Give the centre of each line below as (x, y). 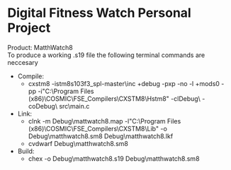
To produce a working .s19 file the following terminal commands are (106, 55)
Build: (26, 151)
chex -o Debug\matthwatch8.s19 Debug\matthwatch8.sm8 (114, 158)
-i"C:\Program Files (66, 91)
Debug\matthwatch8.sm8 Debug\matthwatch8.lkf (101, 136)
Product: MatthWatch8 (40, 47)
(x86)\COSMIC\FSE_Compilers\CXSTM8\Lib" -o (98, 128)
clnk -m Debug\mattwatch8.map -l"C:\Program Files (105, 121)
